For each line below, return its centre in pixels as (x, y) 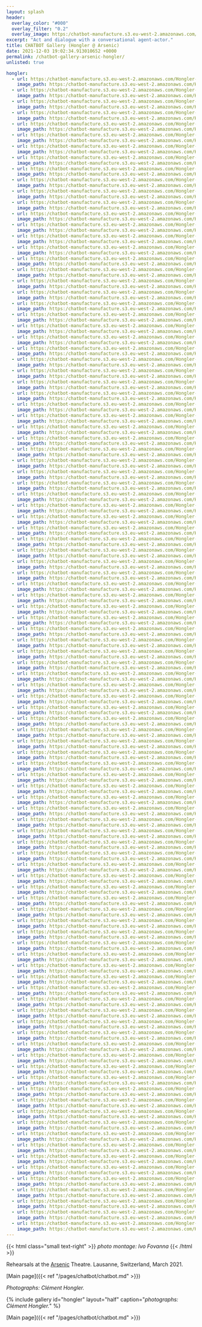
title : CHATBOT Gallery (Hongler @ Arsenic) (63, 46)
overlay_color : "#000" (40, 23)
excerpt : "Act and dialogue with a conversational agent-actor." (90, 40)
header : (16, 18)
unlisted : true (25, 62)
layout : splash (25, 12)
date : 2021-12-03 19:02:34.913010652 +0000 (62, 51)
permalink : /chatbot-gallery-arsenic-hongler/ (66, 57)
